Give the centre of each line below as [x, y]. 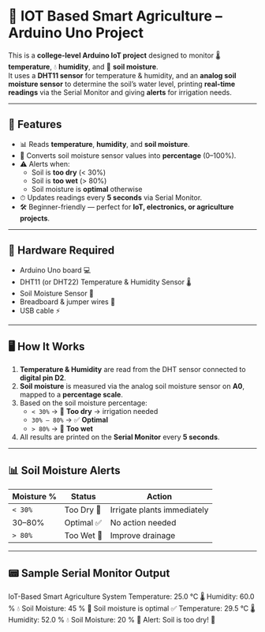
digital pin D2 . [43, 378]
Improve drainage [143, 536]
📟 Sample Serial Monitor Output [89, 573]
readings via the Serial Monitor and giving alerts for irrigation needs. [120, 92]
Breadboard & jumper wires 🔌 [67, 301]
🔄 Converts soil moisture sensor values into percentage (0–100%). [128, 155]
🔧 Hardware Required [62, 251]
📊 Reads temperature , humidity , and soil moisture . [105, 144]
